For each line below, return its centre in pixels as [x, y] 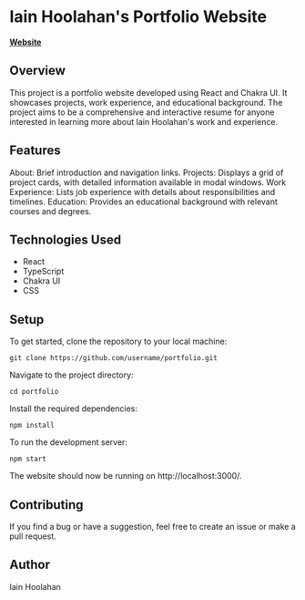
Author [30, 565]
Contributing [46, 505]
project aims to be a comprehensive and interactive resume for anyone [142, 112]
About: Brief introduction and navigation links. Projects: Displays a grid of [147, 172]
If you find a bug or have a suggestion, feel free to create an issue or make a [152, 527]
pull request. [33, 536]
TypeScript [43, 272]
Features [35, 151]
